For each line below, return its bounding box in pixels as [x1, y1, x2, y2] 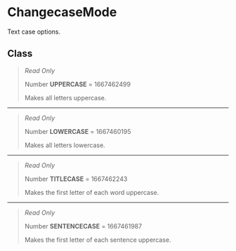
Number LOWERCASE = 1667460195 [24, 127, 131, 135]
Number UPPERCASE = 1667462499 [24, 80, 131, 88]
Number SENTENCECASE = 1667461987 [24, 222, 143, 230]
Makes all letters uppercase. [24, 93, 107, 102]
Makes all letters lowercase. [24, 141, 105, 149]
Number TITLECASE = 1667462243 [24, 175, 128, 183]
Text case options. [7, 27, 61, 36]
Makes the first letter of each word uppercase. [24, 188, 159, 196]
